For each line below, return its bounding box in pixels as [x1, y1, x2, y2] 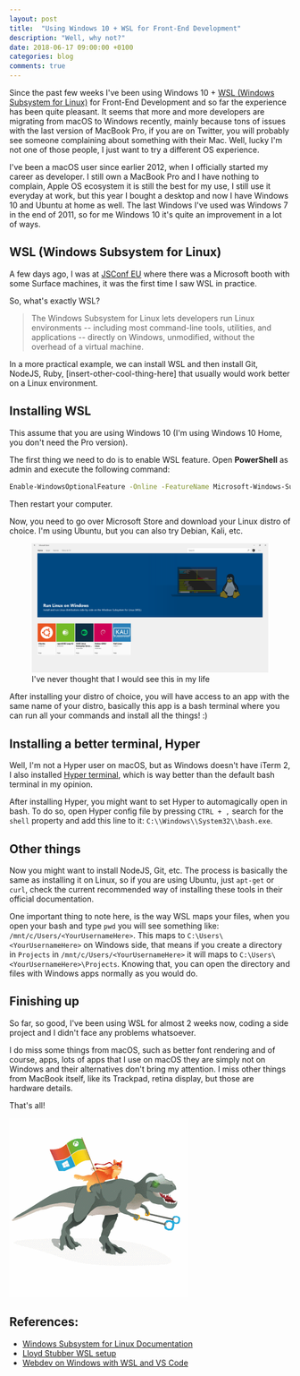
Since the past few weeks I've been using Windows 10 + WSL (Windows [9, 88, 275, 98]
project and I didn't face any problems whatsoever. [9, 1027, 196, 1038]
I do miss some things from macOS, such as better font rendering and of [9, 1044, 276, 1056]
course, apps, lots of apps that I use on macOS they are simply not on [9, 1054, 266, 1064]
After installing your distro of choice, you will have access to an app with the [9, 691, 290, 702]
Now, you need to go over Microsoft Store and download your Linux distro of [9, 516, 291, 526]
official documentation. [9, 893, 95, 904]
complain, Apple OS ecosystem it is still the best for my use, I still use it [9, 181, 271, 192]
